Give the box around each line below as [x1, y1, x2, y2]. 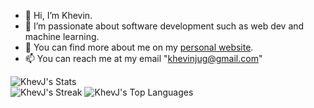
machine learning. [24, 31, 100, 42]
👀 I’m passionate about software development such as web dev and [24, 20, 305, 32]
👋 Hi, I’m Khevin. [24, 10, 93, 21]
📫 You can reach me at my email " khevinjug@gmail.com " [24, 53, 263, 64]
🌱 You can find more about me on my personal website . [24, 41, 254, 53]
